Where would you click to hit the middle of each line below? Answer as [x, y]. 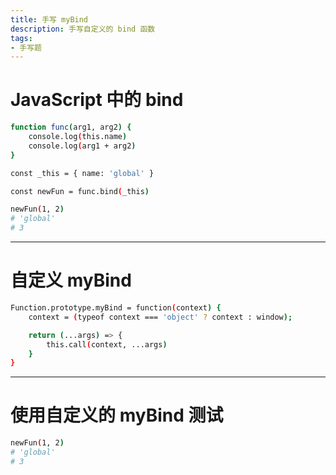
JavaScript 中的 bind [97, 100]
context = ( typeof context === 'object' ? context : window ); [160, 317]
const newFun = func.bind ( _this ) [80, 191]
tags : [21, 38]
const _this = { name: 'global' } [82, 173]
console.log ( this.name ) [78, 137]
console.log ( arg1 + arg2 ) [82, 146]
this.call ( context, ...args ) [107, 344]
